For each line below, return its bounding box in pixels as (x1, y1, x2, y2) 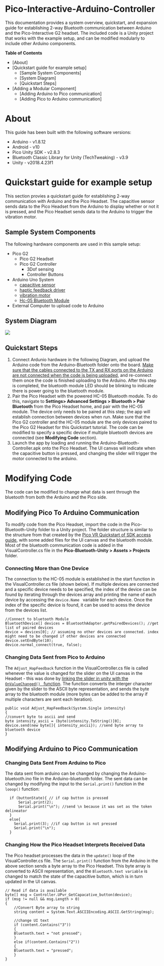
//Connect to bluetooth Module (5, 617, 69, 622)
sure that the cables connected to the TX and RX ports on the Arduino (12, 367, 153, 373)
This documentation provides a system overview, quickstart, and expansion (5, 20, 158, 25)
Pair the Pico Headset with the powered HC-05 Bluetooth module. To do (12, 393, 158, 399)
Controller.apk (12, 445, 41, 451)
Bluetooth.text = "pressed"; (14, 948, 73, 953)
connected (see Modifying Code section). (12, 435, 98, 441)
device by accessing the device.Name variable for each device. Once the (5, 597, 153, 603)
